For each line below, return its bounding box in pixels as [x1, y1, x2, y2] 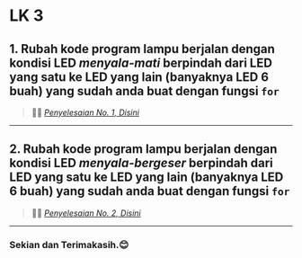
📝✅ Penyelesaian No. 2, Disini [31, 208, 141, 218]
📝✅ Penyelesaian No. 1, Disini [31, 107, 139, 118]
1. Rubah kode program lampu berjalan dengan [9, 41, 276, 57]
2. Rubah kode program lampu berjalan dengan [9, 141, 278, 157]
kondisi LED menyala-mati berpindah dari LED [9, 55, 272, 70]
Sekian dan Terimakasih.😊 [9, 238, 129, 251]
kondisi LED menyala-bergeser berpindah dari [9, 156, 274, 171]
